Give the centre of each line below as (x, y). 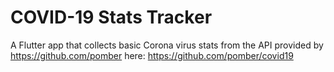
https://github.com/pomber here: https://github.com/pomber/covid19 (152, 55)
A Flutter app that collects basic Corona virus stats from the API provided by (167, 45)
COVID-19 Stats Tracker (111, 17)
